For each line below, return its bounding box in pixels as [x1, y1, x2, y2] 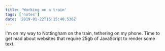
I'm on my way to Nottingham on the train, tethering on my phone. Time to [5, 30, 160, 36]
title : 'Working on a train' [5, 7, 67, 12]
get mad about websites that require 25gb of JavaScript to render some [5, 35, 156, 41]
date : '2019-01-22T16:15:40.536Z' [5, 16, 79, 21]
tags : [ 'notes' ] [5, 12, 40, 17]
